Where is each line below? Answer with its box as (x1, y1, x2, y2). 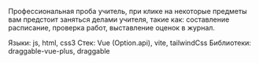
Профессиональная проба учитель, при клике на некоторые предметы (8, 7, 247, 16)
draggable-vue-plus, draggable (8, 47, 110, 55)
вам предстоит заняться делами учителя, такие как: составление (8, 15, 230, 24)
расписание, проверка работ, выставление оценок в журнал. (8, 23, 215, 32)
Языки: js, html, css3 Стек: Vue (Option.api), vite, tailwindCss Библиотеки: (8, 38, 252, 47)
